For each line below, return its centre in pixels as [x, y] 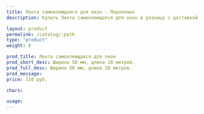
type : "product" [27, 40]
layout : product [27, 29]
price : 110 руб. [27, 79]
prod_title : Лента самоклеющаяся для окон [61, 57]
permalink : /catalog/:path [41, 34]
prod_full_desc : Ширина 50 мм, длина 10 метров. [69, 68]
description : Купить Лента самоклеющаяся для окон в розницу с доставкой [102, 18]
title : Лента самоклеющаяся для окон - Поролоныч [71, 12]
